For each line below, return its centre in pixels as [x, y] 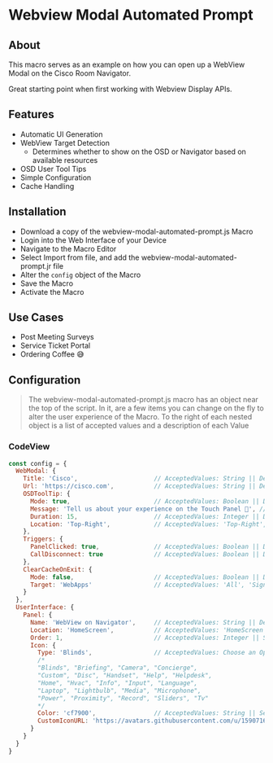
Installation [37, 212]
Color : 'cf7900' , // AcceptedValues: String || [147, 713]
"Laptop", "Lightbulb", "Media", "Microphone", [119, 691]
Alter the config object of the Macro [80, 274]
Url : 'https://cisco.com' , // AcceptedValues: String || [139, 486]
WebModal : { [36, 471]
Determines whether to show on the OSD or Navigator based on [139, 151]
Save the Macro [47, 283]
